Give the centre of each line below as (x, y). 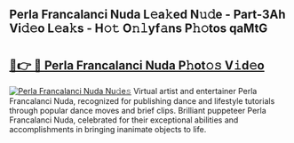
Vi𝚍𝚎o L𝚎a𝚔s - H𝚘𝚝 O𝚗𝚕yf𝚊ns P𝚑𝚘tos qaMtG (139, 29)
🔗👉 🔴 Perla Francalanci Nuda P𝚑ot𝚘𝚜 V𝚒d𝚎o (137, 65)
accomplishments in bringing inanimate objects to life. (108, 129)
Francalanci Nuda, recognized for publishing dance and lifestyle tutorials (142, 101)
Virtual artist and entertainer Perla (195, 91)
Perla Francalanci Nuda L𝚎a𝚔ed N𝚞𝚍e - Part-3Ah (147, 15)
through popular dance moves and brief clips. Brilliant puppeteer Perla (138, 111)
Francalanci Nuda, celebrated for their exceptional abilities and (124, 120)
